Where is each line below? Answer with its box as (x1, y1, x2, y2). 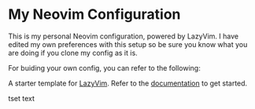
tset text (8, 93, 35, 103)
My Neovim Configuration (8, 5, 181, 24)
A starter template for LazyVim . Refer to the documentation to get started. (8, 78, 248, 88)
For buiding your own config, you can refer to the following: (8, 63, 201, 72)
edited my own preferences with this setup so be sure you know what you (8, 39, 248, 49)
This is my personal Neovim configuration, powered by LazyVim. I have (8, 31, 238, 41)
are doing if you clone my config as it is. (8, 48, 138, 57)
